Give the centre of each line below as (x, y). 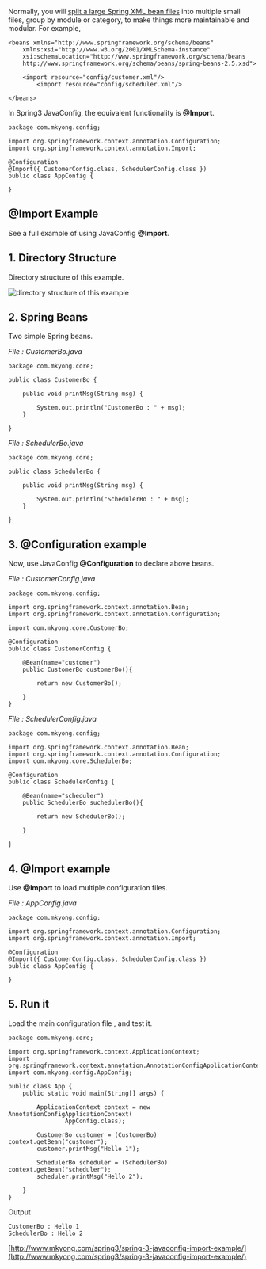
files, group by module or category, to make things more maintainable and (129, 20)
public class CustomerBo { (53, 380)
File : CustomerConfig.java (52, 579)
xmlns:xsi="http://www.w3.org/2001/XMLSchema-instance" (117, 50)
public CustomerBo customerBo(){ (78, 670)
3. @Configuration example (78, 545)
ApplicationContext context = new (93, 1107)
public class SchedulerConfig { (61, 782)
